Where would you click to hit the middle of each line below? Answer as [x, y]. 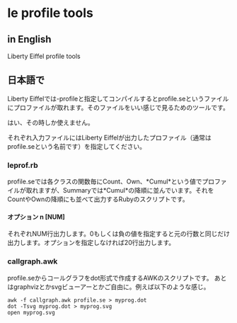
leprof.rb [23, 165]
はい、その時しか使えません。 [51, 123]
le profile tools [50, 13]
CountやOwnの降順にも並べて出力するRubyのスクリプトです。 [98, 199]
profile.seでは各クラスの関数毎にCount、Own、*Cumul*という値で [105, 181]
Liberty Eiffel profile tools [44, 56]
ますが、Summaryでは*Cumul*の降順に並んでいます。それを [126, 191]
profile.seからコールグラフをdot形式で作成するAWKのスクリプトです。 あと [117, 278]
